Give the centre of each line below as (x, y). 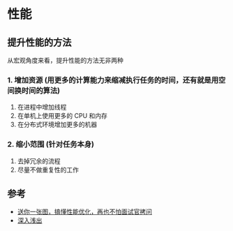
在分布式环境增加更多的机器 (57, 125)
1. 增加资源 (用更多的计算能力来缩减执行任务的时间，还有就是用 (113, 80)
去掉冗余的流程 (39, 161)
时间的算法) (41, 90)
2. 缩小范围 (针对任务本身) (51, 144)
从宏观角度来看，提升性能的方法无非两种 (65, 60)
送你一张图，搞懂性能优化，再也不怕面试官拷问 (84, 212)
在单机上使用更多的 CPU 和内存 (62, 116)
